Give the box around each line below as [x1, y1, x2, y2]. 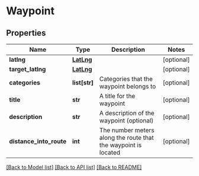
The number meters [99, 126, 155, 134]
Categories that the [99, 75, 153, 83]
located [99, 149, 120, 156]
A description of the [99, 109, 155, 117]
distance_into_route [9, 137, 67, 145]
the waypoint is [99, 141, 142, 149]
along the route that [99, 134, 154, 142]
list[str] [72, 78, 94, 87]
